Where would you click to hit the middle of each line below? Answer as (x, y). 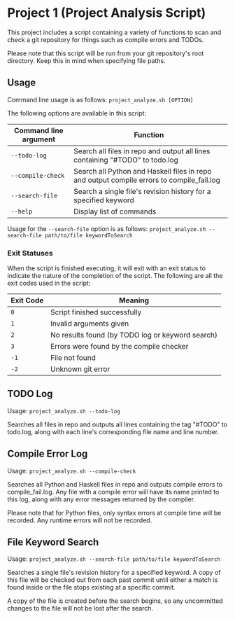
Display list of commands (115, 211)
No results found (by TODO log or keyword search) (134, 335)
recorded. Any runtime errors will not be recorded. (80, 520)
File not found (73, 358)
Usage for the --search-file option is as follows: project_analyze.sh (107, 228)
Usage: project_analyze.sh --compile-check (72, 471)
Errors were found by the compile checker (119, 347)
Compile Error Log (48, 454)
